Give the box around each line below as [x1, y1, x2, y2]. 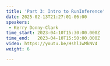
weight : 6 [6, 46, 30, 52]
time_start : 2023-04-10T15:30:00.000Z [6, 30, 100, 36]
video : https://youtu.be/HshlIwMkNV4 [6, 41, 98, 47]
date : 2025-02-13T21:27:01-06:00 [6, 14, 87, 20]
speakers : [6, 19, 30, 25]
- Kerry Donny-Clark [8, 24, 59, 31]
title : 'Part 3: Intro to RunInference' [6, 8, 106, 14]
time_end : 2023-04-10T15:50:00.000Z [6, 35, 100, 41]
